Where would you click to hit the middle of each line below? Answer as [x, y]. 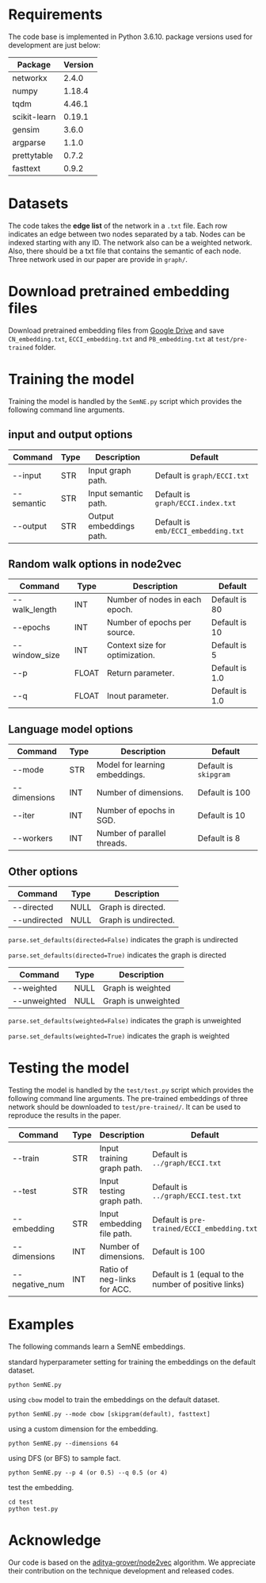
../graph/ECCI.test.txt [197, 1196]
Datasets [38, 204]
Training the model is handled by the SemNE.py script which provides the [125, 401]
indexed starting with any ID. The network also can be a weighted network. [130, 242]
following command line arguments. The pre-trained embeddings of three [128, 1098]
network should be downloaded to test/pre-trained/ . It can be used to [125, 1107]
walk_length [34, 610]
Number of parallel [131, 834]
